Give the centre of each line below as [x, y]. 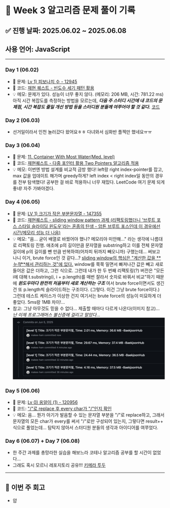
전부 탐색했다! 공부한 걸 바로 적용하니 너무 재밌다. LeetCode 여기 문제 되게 [91, 182]
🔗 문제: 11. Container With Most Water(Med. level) [64, 157]
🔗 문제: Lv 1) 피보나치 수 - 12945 [45, 81]
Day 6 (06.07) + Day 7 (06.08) [42, 441]
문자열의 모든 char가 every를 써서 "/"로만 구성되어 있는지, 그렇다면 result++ [88, 421]
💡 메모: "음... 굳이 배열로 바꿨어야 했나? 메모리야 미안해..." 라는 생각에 [81, 239]
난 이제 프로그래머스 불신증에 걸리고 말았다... [56, 314]
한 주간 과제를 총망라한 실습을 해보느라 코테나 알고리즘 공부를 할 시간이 [82, 452]
